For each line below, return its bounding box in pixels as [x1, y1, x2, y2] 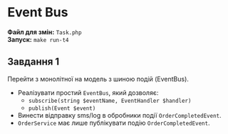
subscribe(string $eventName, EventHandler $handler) [28, 97, 192, 104]
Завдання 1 [7, 56, 60, 68]
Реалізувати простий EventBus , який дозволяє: [17, 88, 159, 96]
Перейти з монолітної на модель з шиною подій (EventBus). [7, 74, 189, 83]
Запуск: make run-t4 [7, 35, 69, 43]
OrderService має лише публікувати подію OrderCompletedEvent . [17, 118, 210, 127]
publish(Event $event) [28, 104, 96, 112]
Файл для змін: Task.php [7, 28, 82, 36]
